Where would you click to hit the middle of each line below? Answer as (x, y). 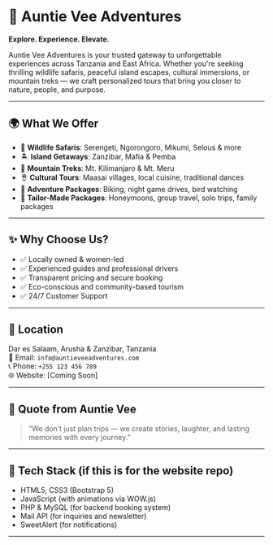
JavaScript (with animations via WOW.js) (88, 499)
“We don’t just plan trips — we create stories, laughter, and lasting (139, 429)
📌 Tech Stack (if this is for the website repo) (121, 471)
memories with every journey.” (80, 438)
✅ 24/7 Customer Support (64, 295)
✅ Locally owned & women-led (72, 259)
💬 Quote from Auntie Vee (72, 409)
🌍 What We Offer (54, 124)
